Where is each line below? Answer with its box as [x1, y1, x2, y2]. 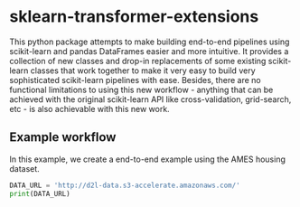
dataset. [9, 163, 41, 174]
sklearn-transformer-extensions [9, 6, 259, 27]
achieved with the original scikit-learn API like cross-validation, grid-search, [9, 93, 292, 105]
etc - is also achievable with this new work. [9, 103, 170, 114]
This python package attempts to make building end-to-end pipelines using [9, 36, 290, 47]
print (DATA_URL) [9, 189, 70, 198]
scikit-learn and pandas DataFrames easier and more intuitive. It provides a [9, 45, 289, 56]
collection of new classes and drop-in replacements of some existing [9, 55, 267, 66]
